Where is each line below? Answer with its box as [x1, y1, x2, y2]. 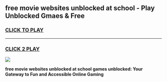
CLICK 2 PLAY [5, 45, 40, 52]
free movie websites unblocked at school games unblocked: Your [5, 66, 143, 72]
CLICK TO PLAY [5, 27, 44, 34]
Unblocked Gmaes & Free [5, 12, 85, 20]
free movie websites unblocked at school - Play [5, 4, 155, 12]
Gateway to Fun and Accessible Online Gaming [5, 71, 104, 77]
